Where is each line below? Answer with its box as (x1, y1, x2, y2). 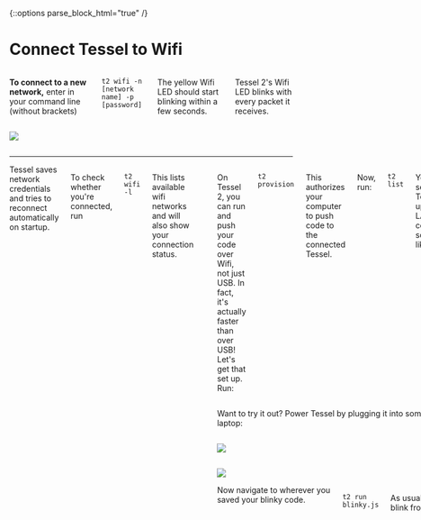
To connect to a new (9, 77, 87, 87)
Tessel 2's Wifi (235, 77, 290, 87)
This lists (151, 171, 185, 183)
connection (151, 239, 194, 250)
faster (217, 315, 239, 326)
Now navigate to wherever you (217, 484, 331, 495)
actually (217, 306, 246, 316)
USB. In (217, 277, 246, 287)
